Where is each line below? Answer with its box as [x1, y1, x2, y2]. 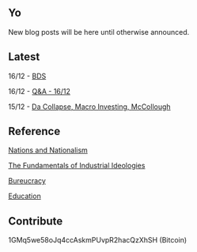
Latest [8, 51, 40, 64]
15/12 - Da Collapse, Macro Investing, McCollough [8, 102, 172, 111]
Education [8, 191, 41, 201]
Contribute [8, 214, 63, 228]
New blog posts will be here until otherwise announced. [8, 27, 190, 36]
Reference [8, 125, 61, 138]
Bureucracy [8, 176, 46, 186]
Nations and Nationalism [8, 145, 89, 155]
